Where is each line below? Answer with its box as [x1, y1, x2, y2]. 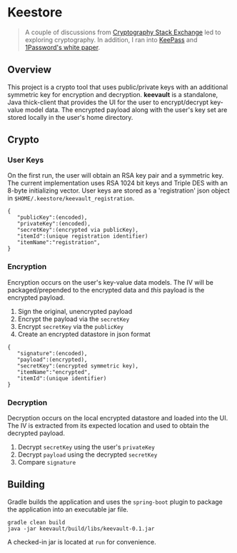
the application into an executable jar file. [7, 504, 128, 514]
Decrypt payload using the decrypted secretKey [17, 450, 158, 459]
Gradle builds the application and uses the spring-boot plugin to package [7, 497, 223, 506]
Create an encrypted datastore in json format [17, 330, 151, 338]
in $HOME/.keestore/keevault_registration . [7, 194, 135, 203]
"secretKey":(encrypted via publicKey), [16, 226, 139, 234]
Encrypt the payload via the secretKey [17, 315, 130, 323]
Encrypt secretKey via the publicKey [17, 322, 123, 330]
